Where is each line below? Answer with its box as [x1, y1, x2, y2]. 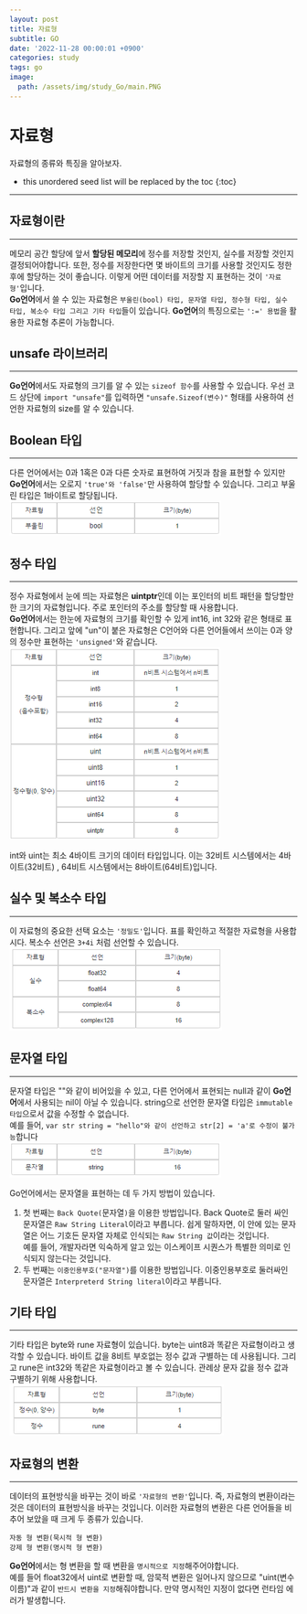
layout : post [9, 15, 59, 24]
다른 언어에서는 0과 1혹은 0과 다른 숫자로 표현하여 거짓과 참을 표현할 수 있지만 [9, 467, 286, 478]
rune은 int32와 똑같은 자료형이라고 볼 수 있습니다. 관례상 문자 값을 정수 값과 [18, 1363, 290, 1374]
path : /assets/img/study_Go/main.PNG [17, 82, 162, 91]
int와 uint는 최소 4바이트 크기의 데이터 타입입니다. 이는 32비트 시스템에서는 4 [9, 850, 285, 860]
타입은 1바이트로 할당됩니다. [18, 490, 118, 501]
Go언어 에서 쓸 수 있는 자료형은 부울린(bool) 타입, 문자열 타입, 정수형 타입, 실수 [9, 294, 288, 305]
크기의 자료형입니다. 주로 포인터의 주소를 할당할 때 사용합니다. [18, 602, 239, 613]
